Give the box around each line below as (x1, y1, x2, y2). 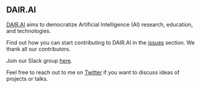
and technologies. (6, 27, 51, 34)
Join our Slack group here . (6, 57, 73, 64)
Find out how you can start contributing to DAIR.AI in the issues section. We (6, 39, 195, 46)
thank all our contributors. (6, 45, 71, 52)
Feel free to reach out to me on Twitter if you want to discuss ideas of (6, 69, 180, 76)
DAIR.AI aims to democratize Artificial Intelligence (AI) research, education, (6, 20, 193, 28)
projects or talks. (6, 75, 48, 82)
